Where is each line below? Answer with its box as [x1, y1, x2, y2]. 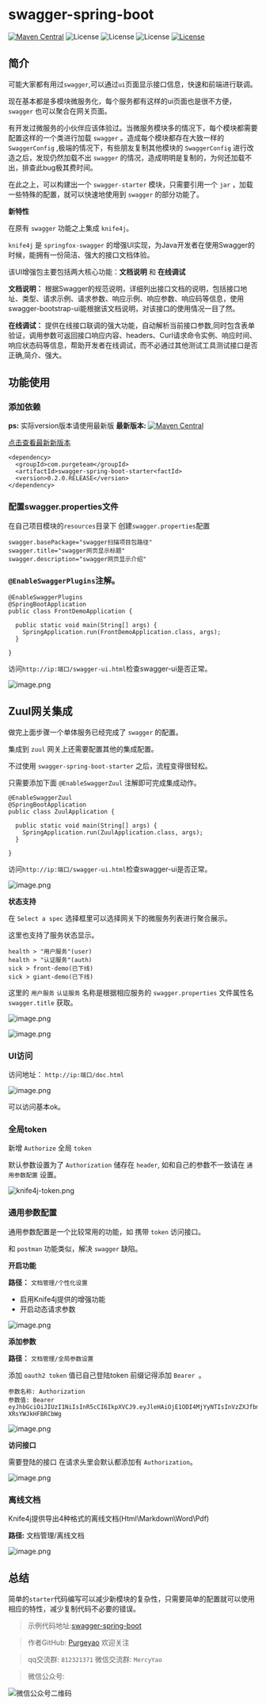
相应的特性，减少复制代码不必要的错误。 [8, 1603, 140, 1613]
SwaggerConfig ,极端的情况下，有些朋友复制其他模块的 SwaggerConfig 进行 [8, 143, 248, 152]
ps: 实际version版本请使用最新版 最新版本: [8, 421, 146, 430]
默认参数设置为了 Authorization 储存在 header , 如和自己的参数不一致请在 [8, 1160, 245, 1170]
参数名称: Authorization [8, 1387, 85, 1395]
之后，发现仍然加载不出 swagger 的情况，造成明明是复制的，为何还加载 [14, 152, 245, 162]
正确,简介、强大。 [8, 350, 66, 360]
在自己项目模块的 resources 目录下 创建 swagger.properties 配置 [8, 521, 211, 530]
